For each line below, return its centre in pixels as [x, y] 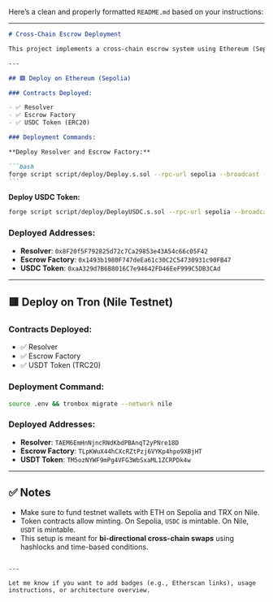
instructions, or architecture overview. [80, 590]
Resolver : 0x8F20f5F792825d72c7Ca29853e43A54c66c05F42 [114, 250]
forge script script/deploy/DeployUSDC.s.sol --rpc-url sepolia [119, 212]
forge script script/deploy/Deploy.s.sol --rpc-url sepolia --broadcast [134, 174]
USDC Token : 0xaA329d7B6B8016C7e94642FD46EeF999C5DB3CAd [120, 268]
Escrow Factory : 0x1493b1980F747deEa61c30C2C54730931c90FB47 [126, 259]
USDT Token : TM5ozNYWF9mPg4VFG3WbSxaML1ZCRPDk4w [105, 459]
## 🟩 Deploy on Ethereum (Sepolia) [70, 78]
